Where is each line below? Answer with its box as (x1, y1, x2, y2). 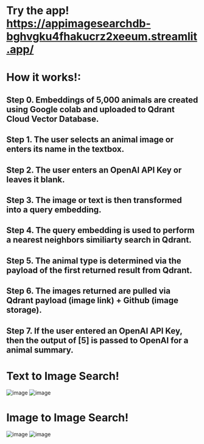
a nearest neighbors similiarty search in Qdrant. (6, 235, 192, 245)
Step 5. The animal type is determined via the (6, 256, 181, 266)
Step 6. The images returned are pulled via (6, 286, 171, 296)
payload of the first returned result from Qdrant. (6, 265, 192, 275)
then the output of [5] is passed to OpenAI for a (6, 335, 189, 345)
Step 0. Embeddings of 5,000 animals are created (6, 95, 199, 105)
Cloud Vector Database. (6, 113, 99, 124)
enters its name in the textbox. (6, 144, 125, 154)
